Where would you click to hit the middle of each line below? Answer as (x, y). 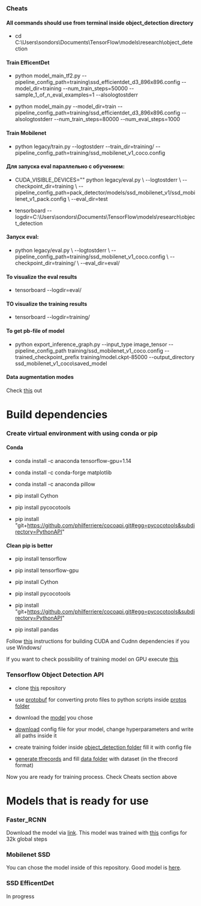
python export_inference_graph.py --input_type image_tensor (91, 344)
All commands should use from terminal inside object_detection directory (100, 23)
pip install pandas (37, 630)
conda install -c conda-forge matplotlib (63, 472)
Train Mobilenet (26, 133)
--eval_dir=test (89, 198)
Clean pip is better (29, 545)
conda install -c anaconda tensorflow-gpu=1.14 (73, 461)
